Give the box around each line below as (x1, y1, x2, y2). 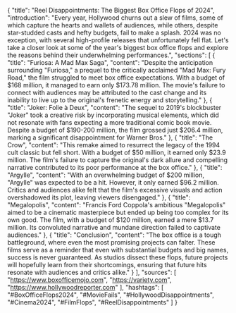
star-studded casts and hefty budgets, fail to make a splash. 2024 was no (7, 28, 222, 37)
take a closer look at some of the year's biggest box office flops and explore (7, 44, 229, 51)
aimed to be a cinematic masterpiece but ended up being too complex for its (7, 208, 229, 216)
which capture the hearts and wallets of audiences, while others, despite (7, 21, 218, 29)
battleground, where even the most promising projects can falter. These (7, 238, 216, 246)
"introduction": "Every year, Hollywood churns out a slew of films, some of (7, 13, 223, 22)
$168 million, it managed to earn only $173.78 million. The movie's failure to (7, 81, 225, 89)
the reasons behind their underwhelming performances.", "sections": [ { (7, 51, 216, 59)
